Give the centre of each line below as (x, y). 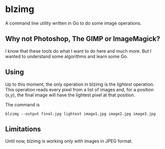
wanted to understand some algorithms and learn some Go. (67, 56)
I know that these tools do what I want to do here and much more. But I (78, 51)
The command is (23, 104)
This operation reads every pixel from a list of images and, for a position (79, 89)
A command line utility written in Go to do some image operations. (73, 23)
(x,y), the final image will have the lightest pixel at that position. (70, 95)
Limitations (23, 129)
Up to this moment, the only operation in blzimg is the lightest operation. (80, 84)
